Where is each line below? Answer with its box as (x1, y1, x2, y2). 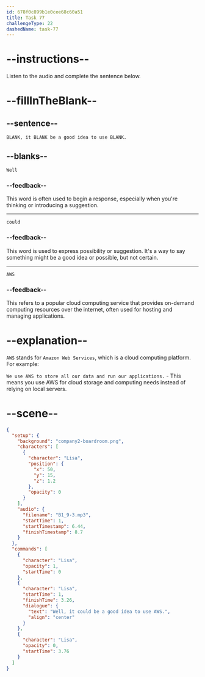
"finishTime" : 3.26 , (22, 597, 75, 604)
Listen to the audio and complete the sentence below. (6, 73, 142, 80)
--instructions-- (6, 53, 90, 66)
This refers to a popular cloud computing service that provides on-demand (6, 299, 194, 306)
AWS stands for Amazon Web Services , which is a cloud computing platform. (6, 354, 191, 361)
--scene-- (6, 407, 59, 420)
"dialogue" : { (22, 602, 59, 609)
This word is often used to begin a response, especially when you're (6, 195, 178, 202)
